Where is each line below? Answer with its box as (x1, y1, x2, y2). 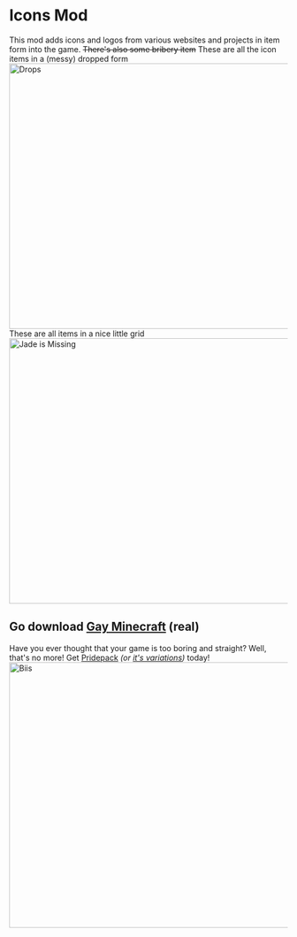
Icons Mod (9, 5, 88, 26)
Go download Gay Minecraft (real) (9, 619, 200, 634)
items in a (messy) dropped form (9, 53, 128, 64)
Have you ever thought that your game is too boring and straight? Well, (9, 642, 267, 653)
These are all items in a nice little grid (9, 328, 145, 339)
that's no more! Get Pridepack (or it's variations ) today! (9, 652, 210, 663)
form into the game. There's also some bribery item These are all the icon (9, 43, 277, 54)
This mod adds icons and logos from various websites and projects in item (9, 35, 280, 45)
